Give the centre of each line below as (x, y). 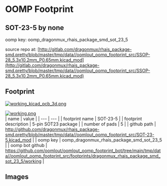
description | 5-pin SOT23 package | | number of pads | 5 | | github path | (81, 124)
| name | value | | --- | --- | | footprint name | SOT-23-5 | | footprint (74, 118)
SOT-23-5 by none (35, 28)
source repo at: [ (22, 49)
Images (17, 177)
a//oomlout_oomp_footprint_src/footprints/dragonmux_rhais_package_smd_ (83, 155)
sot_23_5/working (23, 161)
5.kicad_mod (18, 140)
